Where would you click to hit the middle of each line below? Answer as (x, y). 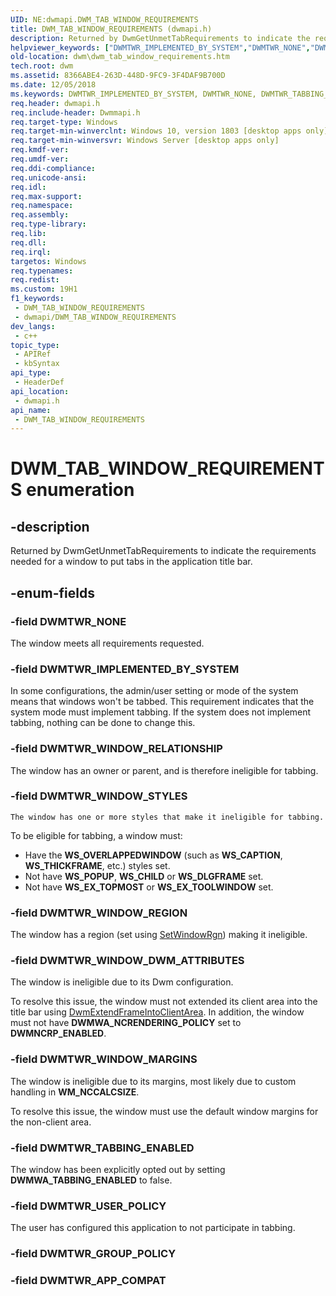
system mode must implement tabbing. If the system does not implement (161, 712)
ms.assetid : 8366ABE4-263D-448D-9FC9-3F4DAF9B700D (118, 76)
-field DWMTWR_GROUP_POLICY (93, 1254)
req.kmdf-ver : (40, 150)
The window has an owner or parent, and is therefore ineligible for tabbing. (164, 770)
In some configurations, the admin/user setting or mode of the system (154, 691)
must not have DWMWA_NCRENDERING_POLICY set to (126, 1023)
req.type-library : (48, 224)
